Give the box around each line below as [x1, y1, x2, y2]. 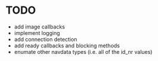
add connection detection [14, 36, 78, 43]
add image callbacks [14, 23, 65, 30]
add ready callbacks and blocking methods [14, 42, 120, 49]
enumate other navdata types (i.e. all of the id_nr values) [14, 48, 153, 55]
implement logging [14, 29, 60, 36]
